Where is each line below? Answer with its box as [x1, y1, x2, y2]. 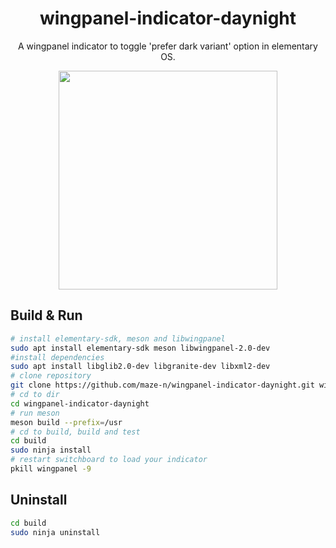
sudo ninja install [10, 445, 92, 456]
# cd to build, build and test [10, 427, 141, 437]
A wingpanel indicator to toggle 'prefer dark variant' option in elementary [18, 40, 318, 52]
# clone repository [10, 371, 92, 381]
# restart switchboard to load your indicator [10, 455, 208, 465]
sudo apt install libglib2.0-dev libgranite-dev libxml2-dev [10, 362, 271, 372]
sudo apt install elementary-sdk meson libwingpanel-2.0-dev [10, 343, 271, 353]
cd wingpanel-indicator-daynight [10, 398, 150, 409]
